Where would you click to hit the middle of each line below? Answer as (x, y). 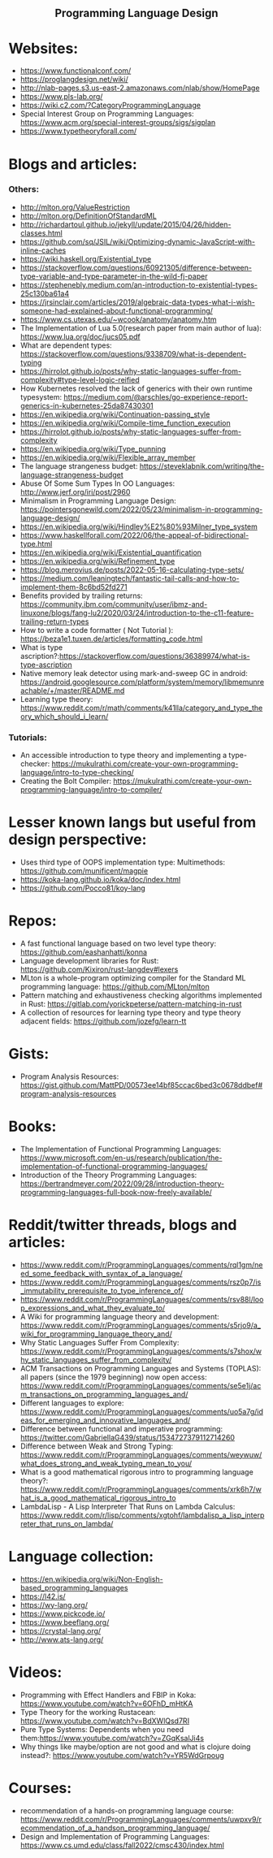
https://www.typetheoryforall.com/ (78, 131)
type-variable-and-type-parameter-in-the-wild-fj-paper (114, 276)
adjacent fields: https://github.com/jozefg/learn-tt (103, 1021)
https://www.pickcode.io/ (63, 1613)
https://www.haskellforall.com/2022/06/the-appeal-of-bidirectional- (134, 535)
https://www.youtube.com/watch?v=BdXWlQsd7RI (104, 1721)
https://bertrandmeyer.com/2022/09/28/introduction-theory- (122, 1183)
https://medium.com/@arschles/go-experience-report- (156, 396)
